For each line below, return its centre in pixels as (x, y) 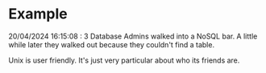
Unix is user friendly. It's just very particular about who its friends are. (124, 60)
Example (38, 14)
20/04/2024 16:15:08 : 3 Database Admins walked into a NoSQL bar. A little (133, 36)
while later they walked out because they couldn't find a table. (112, 44)
